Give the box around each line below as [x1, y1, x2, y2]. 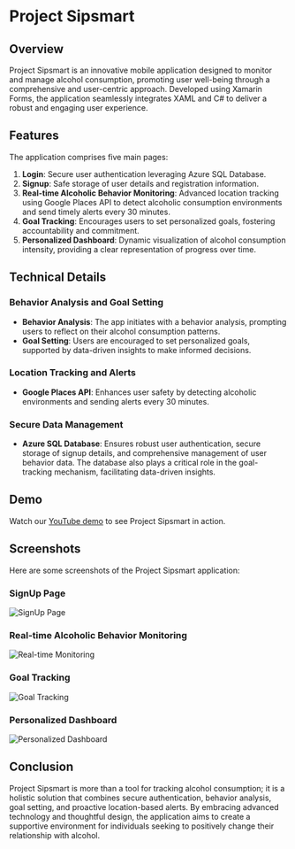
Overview [9, 42, 64, 57]
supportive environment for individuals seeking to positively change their [9, 821, 275, 831]
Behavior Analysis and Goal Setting [9, 297, 164, 309]
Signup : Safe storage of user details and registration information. [21, 178, 260, 189]
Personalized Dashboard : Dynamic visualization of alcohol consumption [21, 235, 286, 245]
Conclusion [9, 760, 74, 775]
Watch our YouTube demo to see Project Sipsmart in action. [9, 515, 226, 526]
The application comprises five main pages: [9, 151, 169, 162]
